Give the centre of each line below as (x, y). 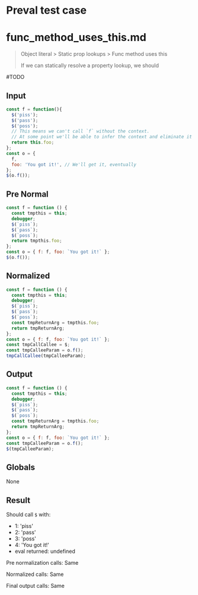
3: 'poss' (25, 539)
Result (18, 500)
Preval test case (47, 10)
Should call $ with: (28, 515)
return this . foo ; (33, 143)
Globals (21, 467)
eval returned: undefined (45, 551)
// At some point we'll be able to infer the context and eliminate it (102, 137)
